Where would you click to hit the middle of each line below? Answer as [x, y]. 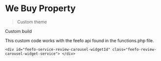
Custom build [19, 31]
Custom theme [32, 22]
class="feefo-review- [134, 49]
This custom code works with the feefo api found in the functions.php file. [80, 40]
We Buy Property [40, 8]
